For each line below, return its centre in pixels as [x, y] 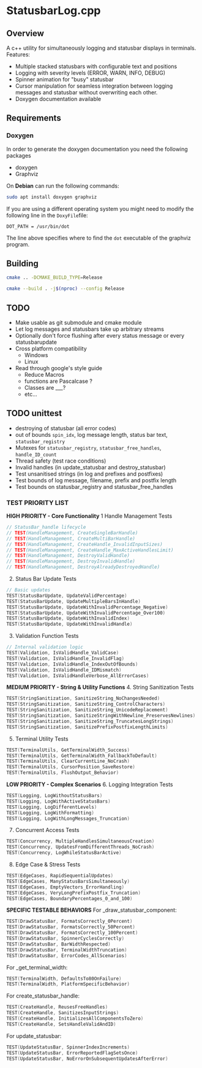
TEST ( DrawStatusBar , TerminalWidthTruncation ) [67, 950]
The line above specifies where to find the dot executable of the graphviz [99, 238]
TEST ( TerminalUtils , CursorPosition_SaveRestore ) [71, 767]
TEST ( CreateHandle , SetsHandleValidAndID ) [61, 1024]
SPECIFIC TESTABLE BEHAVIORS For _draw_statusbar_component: [92, 910]
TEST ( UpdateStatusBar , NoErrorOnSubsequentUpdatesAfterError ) [87, 1059]
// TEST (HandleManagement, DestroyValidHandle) [68, 556]
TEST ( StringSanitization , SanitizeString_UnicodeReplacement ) [87, 710]
